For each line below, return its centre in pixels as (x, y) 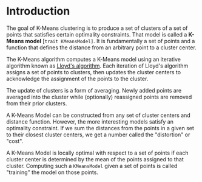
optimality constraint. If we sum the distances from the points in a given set (100, 128)
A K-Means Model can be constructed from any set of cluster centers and (98, 115)
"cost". (15, 141)
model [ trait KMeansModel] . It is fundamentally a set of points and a (110, 41)
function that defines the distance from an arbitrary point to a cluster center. (102, 47)
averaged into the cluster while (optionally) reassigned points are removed (99, 97)
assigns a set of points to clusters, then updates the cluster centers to (93, 72)
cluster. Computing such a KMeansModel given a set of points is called (92, 166)
